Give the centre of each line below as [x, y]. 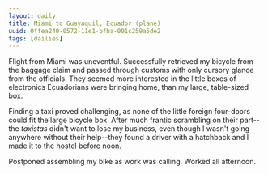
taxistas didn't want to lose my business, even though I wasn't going [135, 129]
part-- [250, 120]
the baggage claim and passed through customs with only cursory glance [131, 70]
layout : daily [32, 16]
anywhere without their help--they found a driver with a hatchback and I [129, 138]
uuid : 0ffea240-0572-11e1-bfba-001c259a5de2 [85, 31]
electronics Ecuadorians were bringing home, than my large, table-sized [129, 87]
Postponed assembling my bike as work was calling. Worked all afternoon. [132, 162]
